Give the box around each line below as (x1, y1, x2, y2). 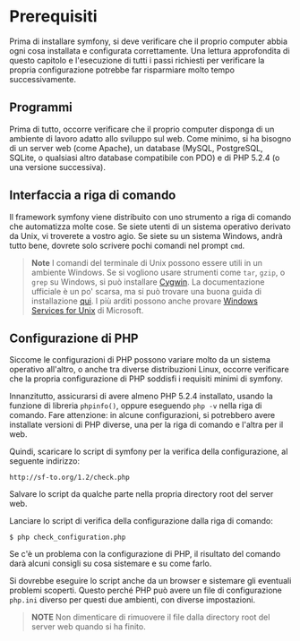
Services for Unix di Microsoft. (30, 304, 144, 315)
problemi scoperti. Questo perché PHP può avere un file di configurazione (9, 585, 282, 596)
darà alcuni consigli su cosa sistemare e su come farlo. (9, 558, 212, 569)
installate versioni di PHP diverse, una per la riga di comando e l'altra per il (9, 419, 284, 431)
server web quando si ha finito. (30, 621, 146, 632)
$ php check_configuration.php (9, 533, 126, 543)
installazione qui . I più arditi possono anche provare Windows (30, 295, 258, 306)
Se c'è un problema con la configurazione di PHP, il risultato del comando (9, 549, 281, 560)
